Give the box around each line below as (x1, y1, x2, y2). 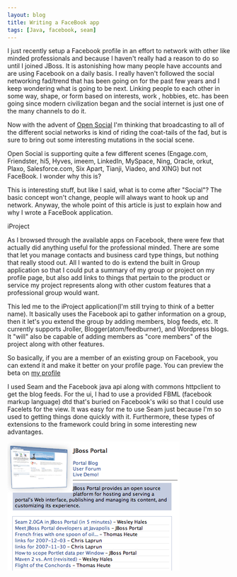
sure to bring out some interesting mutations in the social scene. (7, 135, 195, 145)
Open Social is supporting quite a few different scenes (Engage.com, (7, 150, 208, 158)
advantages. (7, 427, 44, 436)
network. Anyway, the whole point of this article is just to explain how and (7, 201, 222, 209)
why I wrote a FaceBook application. (7, 208, 113, 217)
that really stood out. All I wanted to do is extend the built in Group (7, 259, 200, 267)
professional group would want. (7, 288, 100, 297)
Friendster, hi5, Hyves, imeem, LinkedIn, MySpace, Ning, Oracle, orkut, (7, 157, 214, 166)
